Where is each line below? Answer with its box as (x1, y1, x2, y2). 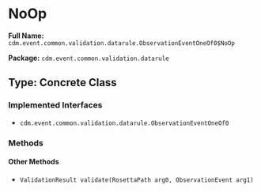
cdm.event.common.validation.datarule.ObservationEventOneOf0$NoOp (8, 39, 236, 47)
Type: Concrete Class (8, 76, 117, 89)
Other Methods (8, 157, 59, 167)
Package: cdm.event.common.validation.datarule (8, 53, 170, 62)
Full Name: (8, 31, 44, 40)
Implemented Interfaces (8, 100, 103, 111)
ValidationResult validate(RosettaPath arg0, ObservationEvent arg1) (19, 175, 255, 184)
